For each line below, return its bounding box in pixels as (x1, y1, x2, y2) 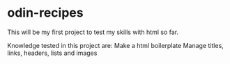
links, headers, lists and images (7, 49, 98, 57)
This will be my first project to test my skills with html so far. (7, 28, 179, 36)
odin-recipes (7, 5, 84, 21)
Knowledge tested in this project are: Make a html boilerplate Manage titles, (7, 41, 224, 49)
